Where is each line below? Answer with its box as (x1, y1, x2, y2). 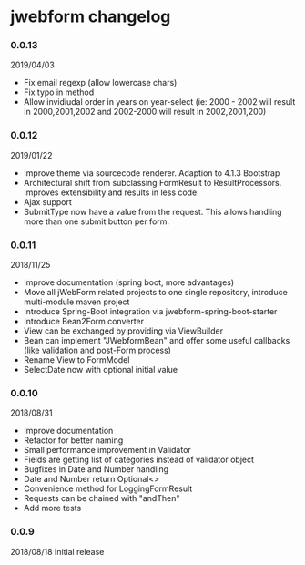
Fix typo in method (23, 87, 95, 98)
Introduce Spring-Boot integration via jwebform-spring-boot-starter (23, 306, 278, 317)
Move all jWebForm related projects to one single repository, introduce (23, 287, 288, 298)
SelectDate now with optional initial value (23, 365, 178, 375)
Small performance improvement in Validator (23, 445, 192, 456)
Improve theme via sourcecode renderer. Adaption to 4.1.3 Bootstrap (23, 167, 280, 179)
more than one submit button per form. (23, 216, 170, 227)
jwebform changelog (10, 6, 171, 27)
